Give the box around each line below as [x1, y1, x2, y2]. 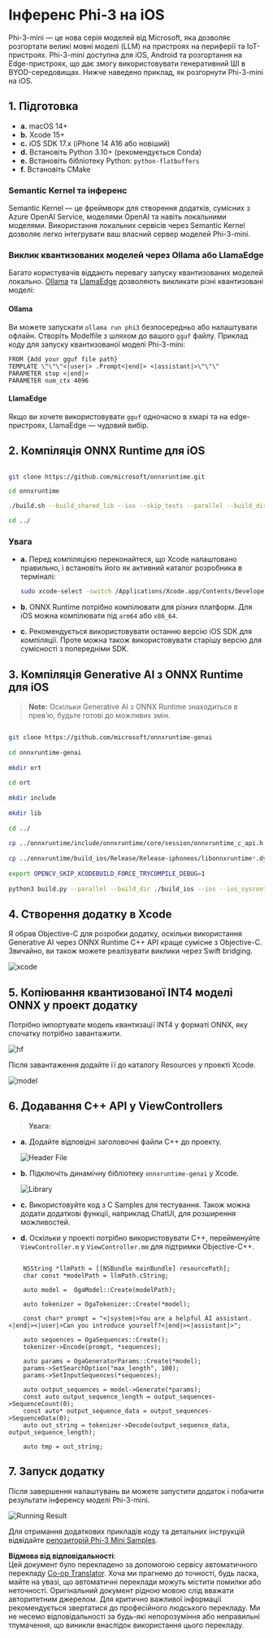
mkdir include [8, 794, 57, 803]
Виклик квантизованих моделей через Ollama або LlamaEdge [8, 249, 264, 261]
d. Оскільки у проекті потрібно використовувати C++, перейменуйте [19, 1233, 261, 1242]
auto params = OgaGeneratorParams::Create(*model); [23, 1357, 201, 1365]
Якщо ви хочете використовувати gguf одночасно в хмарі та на [8, 411, 228, 421]
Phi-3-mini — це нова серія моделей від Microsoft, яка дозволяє [8, 33, 232, 42]
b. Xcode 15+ [19, 129, 65, 139]
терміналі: [19, 572, 56, 581]
